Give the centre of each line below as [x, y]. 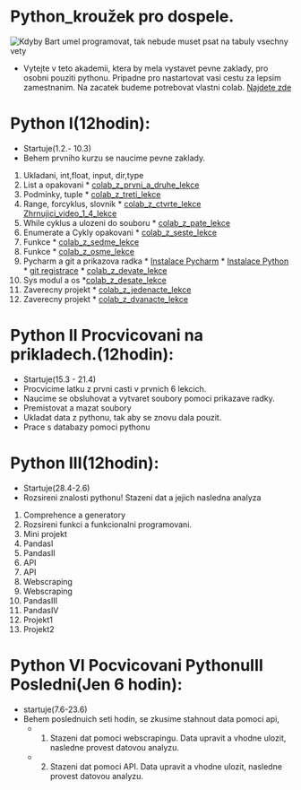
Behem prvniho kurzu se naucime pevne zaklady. [114, 158]
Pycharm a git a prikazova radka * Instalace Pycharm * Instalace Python [156, 261]
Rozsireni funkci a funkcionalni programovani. [107, 524]
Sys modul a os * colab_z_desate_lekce [95, 280]
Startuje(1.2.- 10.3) [57, 148]
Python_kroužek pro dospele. [122, 17]
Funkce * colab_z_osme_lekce [79, 251]
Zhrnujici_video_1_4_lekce [70, 213]
